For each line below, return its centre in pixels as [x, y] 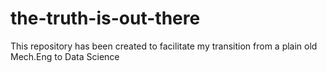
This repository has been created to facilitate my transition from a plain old [164, 46]
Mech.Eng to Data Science [65, 56]
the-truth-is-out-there [105, 18]
